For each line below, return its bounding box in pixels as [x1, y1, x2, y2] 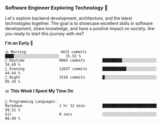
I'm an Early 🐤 [5, 40, 33, 46]
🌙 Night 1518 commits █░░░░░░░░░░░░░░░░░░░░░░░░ [5, 75, 157, 80]
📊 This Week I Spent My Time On [5, 88, 74, 94]
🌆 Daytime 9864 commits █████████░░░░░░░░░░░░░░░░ [5, 58, 157, 63]
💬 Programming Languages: [5, 99, 57, 104]
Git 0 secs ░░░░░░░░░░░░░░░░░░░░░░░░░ [5, 112, 157, 117]
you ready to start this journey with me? [5, 31, 84, 37]
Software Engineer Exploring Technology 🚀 [5, 4, 108, 11]
